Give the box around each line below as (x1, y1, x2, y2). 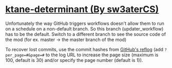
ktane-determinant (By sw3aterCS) (5, 4, 159, 15)
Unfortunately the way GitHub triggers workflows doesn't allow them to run (5, 20, 164, 26)
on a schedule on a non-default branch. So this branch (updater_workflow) (5, 25, 164, 31)
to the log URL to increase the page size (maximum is (45, 52, 159, 58)
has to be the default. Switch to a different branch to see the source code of (5, 31, 166, 37)
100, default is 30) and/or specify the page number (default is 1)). (5, 57, 143, 63)
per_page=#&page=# (5, 52, 45, 58)
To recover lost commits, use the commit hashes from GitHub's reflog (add (5, 46, 163, 52)
